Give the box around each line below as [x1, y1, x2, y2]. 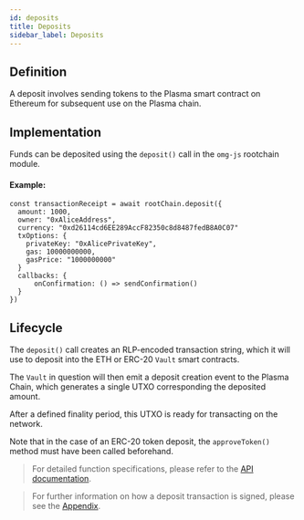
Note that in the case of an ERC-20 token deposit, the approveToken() [9, 436, 271, 447]
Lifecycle [9, 320, 63, 336]
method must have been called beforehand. [9, 446, 173, 457]
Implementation [9, 124, 102, 140]
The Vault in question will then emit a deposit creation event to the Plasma [9, 371, 289, 383]
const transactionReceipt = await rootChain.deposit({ [9, 200, 223, 209]
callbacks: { [17, 271, 68, 281]
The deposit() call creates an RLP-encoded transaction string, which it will [9, 344, 290, 356]
